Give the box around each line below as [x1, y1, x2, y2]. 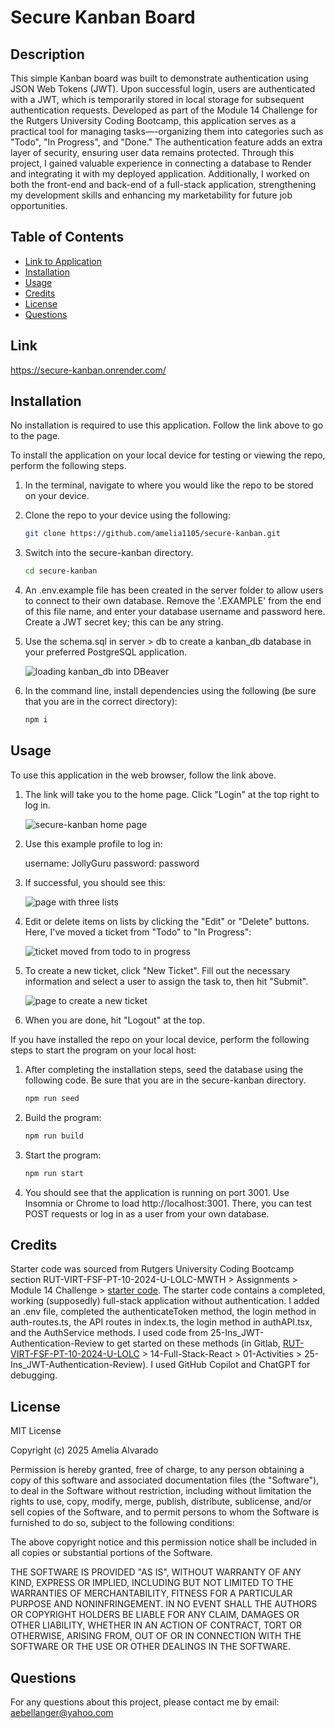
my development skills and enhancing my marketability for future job [10, 189, 293, 201]
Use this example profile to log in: [24, 837, 163, 850]
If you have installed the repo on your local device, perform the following [10, 1033, 310, 1045]
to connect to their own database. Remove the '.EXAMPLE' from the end [24, 595, 322, 607]
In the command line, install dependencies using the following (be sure [24, 685, 317, 697]
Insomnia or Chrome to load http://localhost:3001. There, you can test [24, 1197, 312, 1209]
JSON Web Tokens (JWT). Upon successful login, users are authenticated [10, 83, 316, 95]
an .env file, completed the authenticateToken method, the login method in [10, 1306, 317, 1318]
